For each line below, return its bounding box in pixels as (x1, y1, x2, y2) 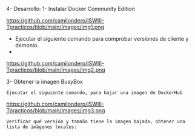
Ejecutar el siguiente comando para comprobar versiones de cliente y (15, 35, 189, 42)
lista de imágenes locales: (6, 124, 78, 130)
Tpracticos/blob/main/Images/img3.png (6, 107, 105, 114)
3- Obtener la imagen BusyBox (6, 78, 83, 85)
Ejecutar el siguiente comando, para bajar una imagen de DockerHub (6, 90, 183, 96)
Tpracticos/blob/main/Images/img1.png (6, 24, 105, 30)
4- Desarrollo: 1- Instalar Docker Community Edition (6, 5, 135, 12)
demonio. (15, 42, 39, 49)
